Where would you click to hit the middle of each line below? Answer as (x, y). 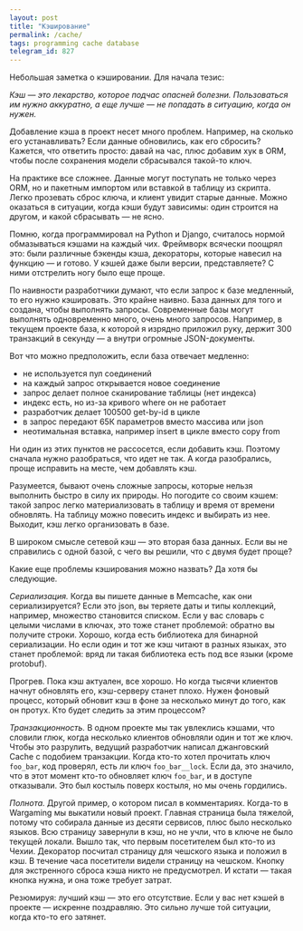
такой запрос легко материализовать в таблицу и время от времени (142, 505)
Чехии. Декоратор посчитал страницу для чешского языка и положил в (148, 851)
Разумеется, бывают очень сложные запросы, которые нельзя (131, 486)
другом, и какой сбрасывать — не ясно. (87, 217)
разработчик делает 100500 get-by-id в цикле (111, 412)
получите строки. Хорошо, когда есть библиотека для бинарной (134, 635)
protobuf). (28, 664)
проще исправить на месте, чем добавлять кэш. (103, 469)
